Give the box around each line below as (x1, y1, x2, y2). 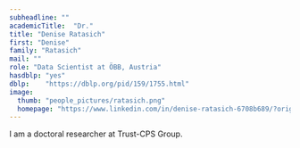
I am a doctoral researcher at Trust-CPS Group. (9, 128, 183, 139)
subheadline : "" (9, 12, 70, 22)
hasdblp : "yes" (9, 71, 66, 80)
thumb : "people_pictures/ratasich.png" (17, 95, 166, 105)
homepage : (17, 104, 54, 113)
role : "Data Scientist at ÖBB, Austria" (9, 63, 162, 72)
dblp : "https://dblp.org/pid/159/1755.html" (9, 79, 190, 88)
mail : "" (9, 54, 42, 63)
